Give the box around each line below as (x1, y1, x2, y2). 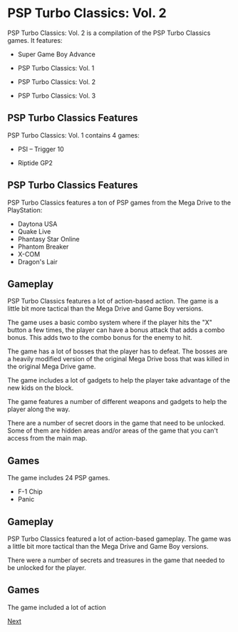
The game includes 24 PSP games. (7, 474, 110, 482)
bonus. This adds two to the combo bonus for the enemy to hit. (7, 333, 192, 342)
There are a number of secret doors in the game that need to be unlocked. (7, 419, 226, 428)
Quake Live (17, 227, 51, 236)
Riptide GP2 (17, 158, 53, 167)
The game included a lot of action (7, 603, 106, 611)
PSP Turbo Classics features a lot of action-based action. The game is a (7, 297, 219, 306)
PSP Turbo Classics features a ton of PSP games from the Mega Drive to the (7, 198, 232, 207)
